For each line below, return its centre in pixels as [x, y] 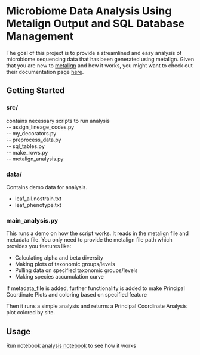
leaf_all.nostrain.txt [38, 199]
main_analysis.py [32, 220]
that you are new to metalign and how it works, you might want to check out [99, 65]
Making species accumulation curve [59, 277]
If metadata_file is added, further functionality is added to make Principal [96, 288]
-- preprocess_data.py [34, 140]
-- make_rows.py [27, 152]
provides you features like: [39, 246]
